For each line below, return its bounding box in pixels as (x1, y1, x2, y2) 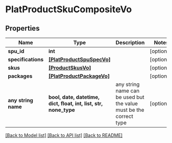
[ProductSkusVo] (48, 64, 91, 71)
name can (115, 87, 140, 94)
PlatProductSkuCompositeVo (5, 4, 132, 15)
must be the (115, 106, 144, 113)
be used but (115, 93, 145, 101)
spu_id (8, 47, 25, 55)
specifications (8, 56, 44, 63)
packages (8, 73, 33, 80)
